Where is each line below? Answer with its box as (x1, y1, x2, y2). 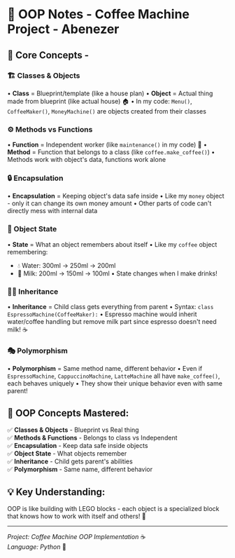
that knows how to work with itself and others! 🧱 (7, 512, 146, 520)
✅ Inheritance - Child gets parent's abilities (7, 457, 133, 465)
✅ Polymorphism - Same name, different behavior (7, 465, 152, 474)
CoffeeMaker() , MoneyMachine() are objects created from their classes (7, 107, 206, 115)
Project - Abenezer (7, 21, 120, 37)
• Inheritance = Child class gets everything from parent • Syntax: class (7, 303, 214, 311)
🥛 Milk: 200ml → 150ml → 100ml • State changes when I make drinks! (17, 269, 218, 278)
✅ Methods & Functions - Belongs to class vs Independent (7, 434, 178, 442)
